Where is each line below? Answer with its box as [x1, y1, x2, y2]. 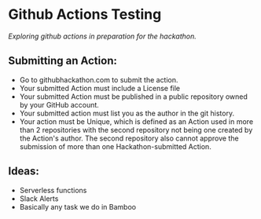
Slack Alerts [19, 194, 59, 203]
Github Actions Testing [8, 5, 162, 24]
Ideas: [8, 165, 39, 178]
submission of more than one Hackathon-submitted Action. [19, 141, 212, 151]
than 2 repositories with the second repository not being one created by [19, 125, 253, 134]
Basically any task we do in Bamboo [19, 202, 136, 211]
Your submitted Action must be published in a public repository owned [19, 92, 248, 101]
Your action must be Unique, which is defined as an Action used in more [19, 116, 254, 126]
